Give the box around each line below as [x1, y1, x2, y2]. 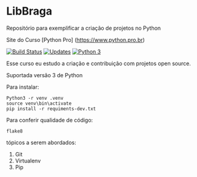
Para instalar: [6, 83, 39, 91]
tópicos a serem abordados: [6, 139, 76, 146]
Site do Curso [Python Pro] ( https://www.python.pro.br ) [6, 36, 145, 43]
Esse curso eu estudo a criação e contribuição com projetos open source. [6, 60, 191, 67]
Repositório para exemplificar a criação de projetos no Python [6, 24, 161, 32]
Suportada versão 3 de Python [6, 71, 83, 78]
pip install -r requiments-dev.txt [6, 105, 96, 112]
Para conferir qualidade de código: [6, 116, 93, 123]
